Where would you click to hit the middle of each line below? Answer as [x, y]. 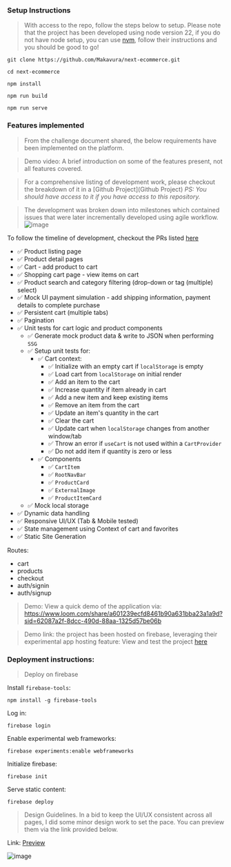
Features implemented [46, 125]
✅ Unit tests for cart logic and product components [90, 328]
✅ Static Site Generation [51, 536]
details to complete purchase [58, 305]
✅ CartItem [64, 467]
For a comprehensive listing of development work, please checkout [120, 182]
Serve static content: [37, 789]
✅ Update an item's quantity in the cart [103, 413]
